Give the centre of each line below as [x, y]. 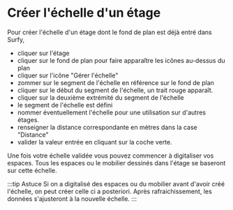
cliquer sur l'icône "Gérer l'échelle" [68, 75]
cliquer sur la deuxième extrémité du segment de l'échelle [100, 97]
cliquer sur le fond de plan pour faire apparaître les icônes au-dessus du [121, 60]
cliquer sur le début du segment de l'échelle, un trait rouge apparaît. [115, 90]
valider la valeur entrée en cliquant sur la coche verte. [95, 142]
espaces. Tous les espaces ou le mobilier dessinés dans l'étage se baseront [116, 163]
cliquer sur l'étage [43, 53]
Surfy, [16, 39]
